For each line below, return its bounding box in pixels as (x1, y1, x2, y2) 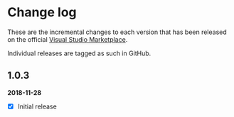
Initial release (17, 102, 57, 111)
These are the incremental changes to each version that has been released (7, 28, 228, 36)
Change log (7, 4, 77, 21)
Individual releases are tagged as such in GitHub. (7, 49, 151, 57)
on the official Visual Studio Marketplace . (7, 35, 128, 43)
